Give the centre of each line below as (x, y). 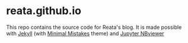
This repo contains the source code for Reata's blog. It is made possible (94, 27)
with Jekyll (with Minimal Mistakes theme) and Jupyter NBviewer (85, 33)
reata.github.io (44, 11)
